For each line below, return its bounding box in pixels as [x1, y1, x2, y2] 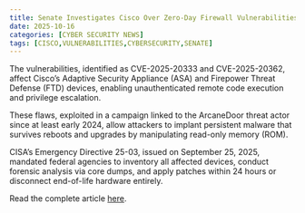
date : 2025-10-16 [9, 22, 75, 31]
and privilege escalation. [9, 92, 102, 103]
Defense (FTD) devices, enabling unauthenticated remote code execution [9, 82, 284, 93]
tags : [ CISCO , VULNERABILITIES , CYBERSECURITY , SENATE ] [9, 38, 213, 48]
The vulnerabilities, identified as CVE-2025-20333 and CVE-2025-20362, [9, 63, 286, 74]
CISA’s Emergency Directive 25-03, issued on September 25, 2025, [9, 147, 261, 158]
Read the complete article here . [9, 193, 127, 204]
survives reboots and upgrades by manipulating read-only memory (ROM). [9, 129, 289, 140]
